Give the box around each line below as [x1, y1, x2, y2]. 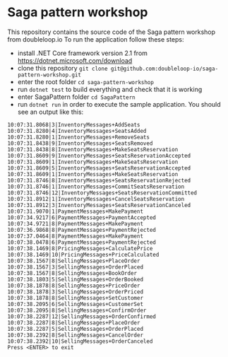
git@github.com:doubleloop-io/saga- [110, 65, 219, 72]
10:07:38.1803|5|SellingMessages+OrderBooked [7, 276, 143, 283]
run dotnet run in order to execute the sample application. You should [17, 100, 221, 108]
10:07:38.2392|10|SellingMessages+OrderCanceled [7, 337, 153, 345]
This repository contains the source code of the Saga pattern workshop [7, 28, 216, 36]
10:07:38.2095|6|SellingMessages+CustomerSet [7, 300, 143, 308]
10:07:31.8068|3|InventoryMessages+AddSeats [7, 121, 140, 128]
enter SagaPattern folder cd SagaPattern [17, 93, 136, 101]
